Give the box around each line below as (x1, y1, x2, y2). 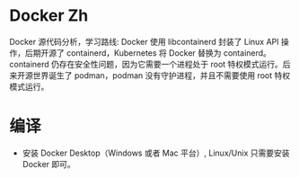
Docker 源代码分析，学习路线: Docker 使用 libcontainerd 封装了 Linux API (9, 36, 280, 47)
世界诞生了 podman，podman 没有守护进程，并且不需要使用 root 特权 (32, 69, 291, 81)
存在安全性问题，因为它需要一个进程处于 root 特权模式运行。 (58, 58, 283, 69)
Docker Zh (9, 5, 89, 26)
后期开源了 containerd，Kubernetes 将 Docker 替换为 (24, 47, 222, 58)
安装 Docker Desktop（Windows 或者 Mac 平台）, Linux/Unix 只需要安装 (22, 147, 290, 158)
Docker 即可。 (22, 158, 76, 169)
